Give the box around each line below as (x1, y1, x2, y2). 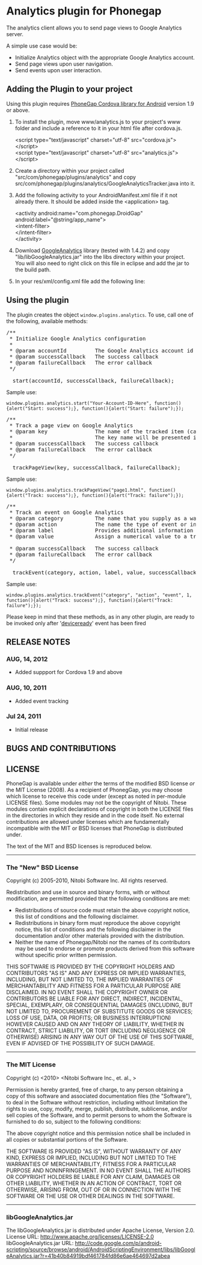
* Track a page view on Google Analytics (9, 422, 133, 428)
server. (6, 30, 24, 37)
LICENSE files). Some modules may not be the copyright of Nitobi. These (6, 799, 187, 806)
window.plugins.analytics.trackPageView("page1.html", (6, 487, 147, 493)
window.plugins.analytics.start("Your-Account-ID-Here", (6, 400, 152, 406)
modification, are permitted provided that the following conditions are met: (6, 895, 191, 902)
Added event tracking (14, 697, 69, 705)
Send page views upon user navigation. (14, 60, 113, 67)
